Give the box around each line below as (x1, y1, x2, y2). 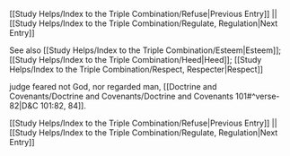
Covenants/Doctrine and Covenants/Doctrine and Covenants (9, 91, 233, 101)
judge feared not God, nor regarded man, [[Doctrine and (9, 82, 217, 91)
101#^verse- (234, 91, 280, 101)
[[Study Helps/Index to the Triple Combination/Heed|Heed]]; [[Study (9, 55, 262, 65)
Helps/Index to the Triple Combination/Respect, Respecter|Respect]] (9, 64, 263, 74)
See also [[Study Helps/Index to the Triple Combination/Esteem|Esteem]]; (9, 45, 281, 56)
